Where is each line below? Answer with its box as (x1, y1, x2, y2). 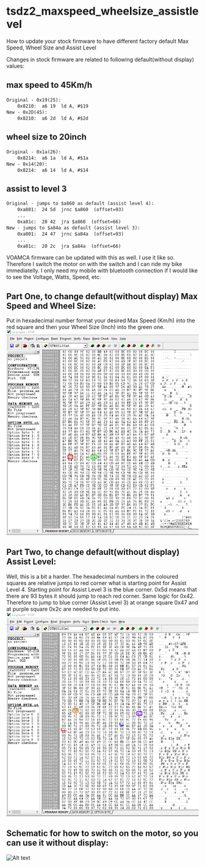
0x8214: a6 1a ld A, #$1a (17, 154, 88, 161)
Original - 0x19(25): (6, 96, 62, 103)
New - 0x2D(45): (6, 109, 48, 115)
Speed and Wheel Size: (6, 300, 96, 311)
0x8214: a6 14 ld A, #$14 (17, 167, 88, 173)
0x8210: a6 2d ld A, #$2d (17, 115, 88, 122)
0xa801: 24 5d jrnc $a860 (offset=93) (17, 206, 124, 213)
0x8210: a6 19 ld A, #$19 (17, 103, 88, 109)
